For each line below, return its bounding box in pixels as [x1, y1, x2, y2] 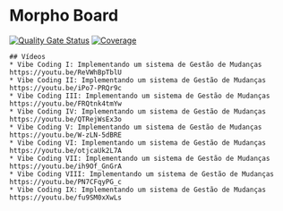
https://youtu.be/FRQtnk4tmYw [9, 99, 123, 108]
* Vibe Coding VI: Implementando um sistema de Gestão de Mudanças [9, 138, 267, 148]
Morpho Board [9, 5, 119, 26]
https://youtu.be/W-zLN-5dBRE [9, 131, 123, 139]
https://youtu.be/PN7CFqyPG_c [9, 177, 123, 186]
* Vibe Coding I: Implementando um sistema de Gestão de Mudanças [9, 60, 262, 69]
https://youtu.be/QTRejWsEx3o [9, 114, 123, 123]
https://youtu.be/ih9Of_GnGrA [9, 162, 123, 171]
